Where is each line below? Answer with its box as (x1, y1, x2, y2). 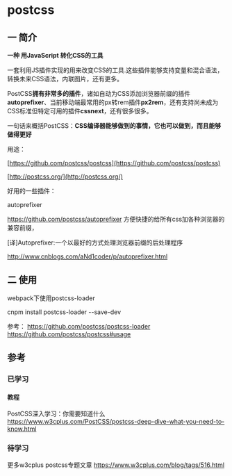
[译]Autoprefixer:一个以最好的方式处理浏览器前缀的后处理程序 (7, 238, 183, 247)
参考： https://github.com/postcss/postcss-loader (7, 322, 151, 330)
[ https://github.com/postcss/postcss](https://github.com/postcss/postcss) (7, 159, 221, 167)
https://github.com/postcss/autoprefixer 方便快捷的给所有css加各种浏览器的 (7, 215, 225, 223)
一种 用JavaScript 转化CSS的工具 (7, 51, 103, 59)
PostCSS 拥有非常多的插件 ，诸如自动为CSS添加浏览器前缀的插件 (7, 90, 191, 97)
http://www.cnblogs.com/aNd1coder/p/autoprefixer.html (7, 252, 168, 261)
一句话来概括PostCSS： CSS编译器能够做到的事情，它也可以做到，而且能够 (7, 122, 222, 130)
